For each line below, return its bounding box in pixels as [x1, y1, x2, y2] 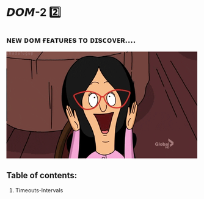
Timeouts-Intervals [15, 186, 64, 194]
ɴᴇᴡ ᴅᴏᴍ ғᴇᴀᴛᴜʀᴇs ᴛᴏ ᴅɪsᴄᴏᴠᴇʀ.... [6, 35, 136, 45]
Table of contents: [6, 170, 78, 181]
